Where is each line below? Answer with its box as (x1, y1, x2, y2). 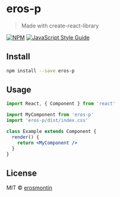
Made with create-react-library (21, 22, 99, 29)
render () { (12, 134, 40, 140)
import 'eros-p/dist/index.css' (6, 118, 88, 124)
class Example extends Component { (6, 129, 97, 135)
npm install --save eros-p (6, 68, 75, 74)
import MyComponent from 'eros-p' (6, 112, 94, 118)
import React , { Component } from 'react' (6, 101, 116, 107)
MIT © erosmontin (6, 184, 53, 192)
